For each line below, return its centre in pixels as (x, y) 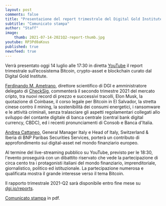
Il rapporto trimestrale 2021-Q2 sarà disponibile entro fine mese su (73, 183)
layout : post (19, 10)
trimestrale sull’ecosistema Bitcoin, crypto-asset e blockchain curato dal (79, 70)
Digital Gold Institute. (26, 76)
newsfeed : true (21, 51)
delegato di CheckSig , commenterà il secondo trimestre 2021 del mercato (80, 91)
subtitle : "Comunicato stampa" (37, 24)
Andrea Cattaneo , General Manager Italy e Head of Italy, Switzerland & (77, 132)
